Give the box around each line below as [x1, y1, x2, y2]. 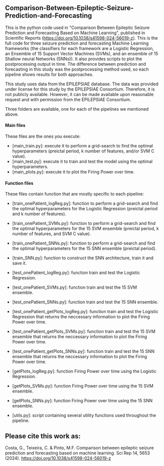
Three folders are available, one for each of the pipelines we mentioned [5, 106, 149, 112]
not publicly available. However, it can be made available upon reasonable [5, 91, 154, 97]
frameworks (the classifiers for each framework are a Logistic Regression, [5, 45, 154, 51]
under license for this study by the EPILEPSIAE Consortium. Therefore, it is [5, 86, 155, 92]
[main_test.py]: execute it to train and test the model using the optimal [12, 159, 153, 165]
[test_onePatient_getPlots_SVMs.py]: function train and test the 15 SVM [12, 328, 156, 335]
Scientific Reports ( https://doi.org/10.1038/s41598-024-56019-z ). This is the [5, 35, 158, 41]
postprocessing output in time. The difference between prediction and [5, 61, 146, 67]
